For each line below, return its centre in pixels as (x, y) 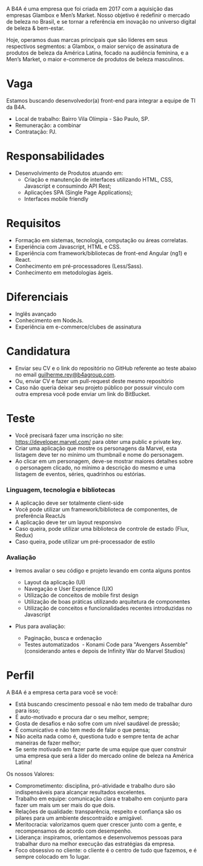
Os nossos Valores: (30, 774)
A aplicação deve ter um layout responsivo (68, 522)
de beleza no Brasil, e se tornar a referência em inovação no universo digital (101, 22)
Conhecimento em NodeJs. (49, 320)
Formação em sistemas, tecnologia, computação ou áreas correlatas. (101, 240)
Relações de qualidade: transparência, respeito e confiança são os (98, 812)
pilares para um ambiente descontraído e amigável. (79, 818)
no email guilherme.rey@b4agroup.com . (65, 374)
